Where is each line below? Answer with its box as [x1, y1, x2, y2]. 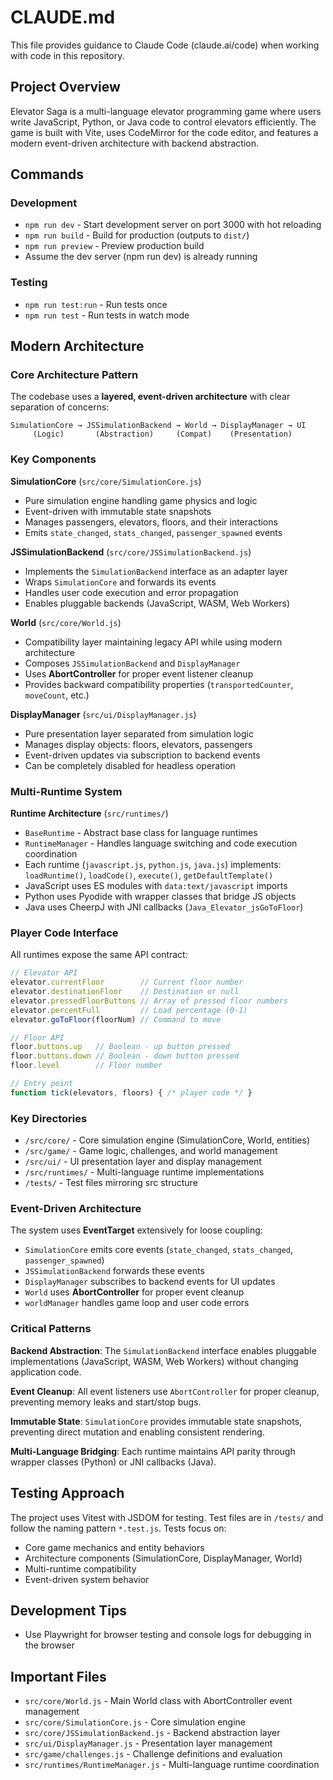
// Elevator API [10, 968, 78, 978]
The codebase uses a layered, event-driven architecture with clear [10, 391, 291, 403]
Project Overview [10, 79, 121, 96]
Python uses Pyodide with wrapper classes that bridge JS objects [24, 891, 297, 903]
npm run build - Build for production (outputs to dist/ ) [24, 229, 250, 241]
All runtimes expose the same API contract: [10, 949, 188, 961]
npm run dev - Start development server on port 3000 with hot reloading [24, 219, 322, 231]
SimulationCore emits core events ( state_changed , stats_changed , [24, 1244, 294, 1256]
